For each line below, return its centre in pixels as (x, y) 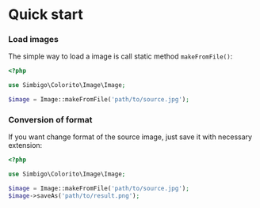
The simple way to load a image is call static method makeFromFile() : (120, 56)
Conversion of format (50, 120)
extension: (25, 146)
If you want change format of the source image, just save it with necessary (130, 137)
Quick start (46, 15)
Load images (34, 40)
